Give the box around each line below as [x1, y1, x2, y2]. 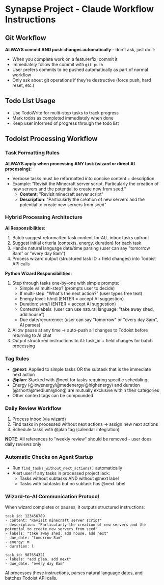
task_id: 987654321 [5, 552, 45, 557]
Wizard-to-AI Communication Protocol [5, 493, 99, 500]
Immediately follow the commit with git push [12, 62, 103, 67]
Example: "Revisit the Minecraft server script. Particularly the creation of [12, 181, 159, 186]
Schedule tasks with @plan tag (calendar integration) [12, 427, 120, 433]
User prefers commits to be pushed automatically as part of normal [12, 67, 148, 73]
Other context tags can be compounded [12, 393, 93, 399]
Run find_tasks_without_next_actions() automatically [12, 465, 123, 471]
